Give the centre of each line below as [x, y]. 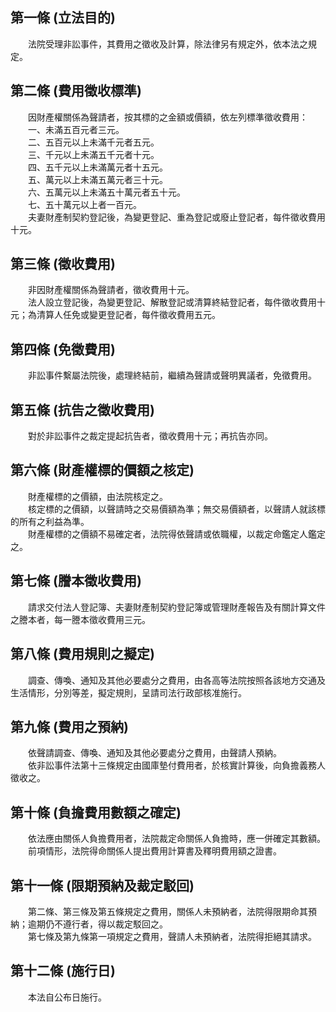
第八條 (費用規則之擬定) [82, 654]
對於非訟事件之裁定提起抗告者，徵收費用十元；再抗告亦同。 [150, 436]
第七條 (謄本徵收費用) [76, 581]
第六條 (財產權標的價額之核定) [102, 470]
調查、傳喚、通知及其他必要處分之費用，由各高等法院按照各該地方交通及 [176, 680]
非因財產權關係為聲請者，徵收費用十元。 [111, 290]
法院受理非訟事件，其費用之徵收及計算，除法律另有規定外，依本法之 [167, 44]
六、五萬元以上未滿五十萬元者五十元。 [106, 192]
